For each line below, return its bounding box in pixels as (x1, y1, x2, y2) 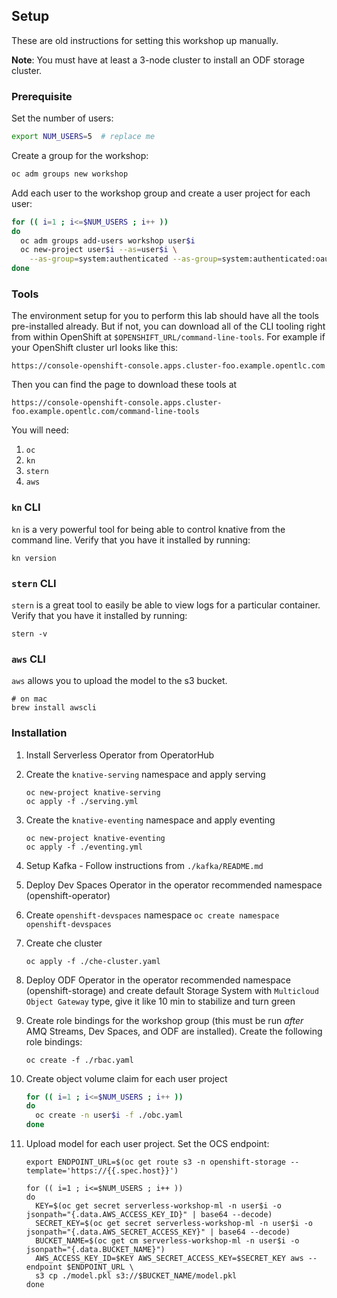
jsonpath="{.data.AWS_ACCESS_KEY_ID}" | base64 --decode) (25, 1210, 273, 1220)
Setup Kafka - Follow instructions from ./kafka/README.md (25, 859, 264, 871)
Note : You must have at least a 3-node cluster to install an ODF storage (11, 54, 305, 66)
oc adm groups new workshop (11, 169, 129, 179)
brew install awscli (11, 703, 98, 713)
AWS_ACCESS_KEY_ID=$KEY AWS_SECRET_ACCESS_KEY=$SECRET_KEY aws (35, 1254, 304, 1264)
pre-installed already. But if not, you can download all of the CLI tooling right (11, 320, 326, 333)
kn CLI (11, 500, 41, 514)
